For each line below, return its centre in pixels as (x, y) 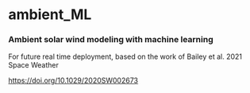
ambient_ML (50, 15)
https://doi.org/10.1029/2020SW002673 (73, 80)
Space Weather (34, 65)
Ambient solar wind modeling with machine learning (111, 40)
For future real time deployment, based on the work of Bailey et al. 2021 (125, 56)
